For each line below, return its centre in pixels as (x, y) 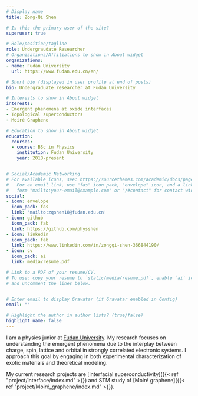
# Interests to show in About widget (52, 98)
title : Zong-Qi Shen (32, 17)
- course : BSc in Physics (43, 147)
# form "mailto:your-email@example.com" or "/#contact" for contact (95, 190)
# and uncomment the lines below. (49, 283)
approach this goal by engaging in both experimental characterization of (94, 356)
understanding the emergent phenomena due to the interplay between (91, 343)
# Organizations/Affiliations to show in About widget (75, 55)
